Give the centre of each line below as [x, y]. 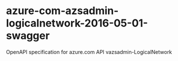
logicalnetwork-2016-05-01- [77, 23]
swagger [28, 36]
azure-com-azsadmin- [62, 11]
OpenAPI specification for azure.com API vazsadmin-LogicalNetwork [89, 52]
